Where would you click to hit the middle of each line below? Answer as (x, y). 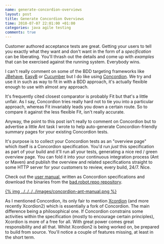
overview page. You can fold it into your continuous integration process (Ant (82, 157)
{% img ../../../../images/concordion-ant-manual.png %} (61, 191)
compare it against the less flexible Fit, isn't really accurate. (65, 112)
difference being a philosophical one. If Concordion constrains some (74, 211)
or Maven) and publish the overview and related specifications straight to (79, 162)
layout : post (18, 14)
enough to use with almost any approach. (47, 87)
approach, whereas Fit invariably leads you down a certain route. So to (76, 107)
